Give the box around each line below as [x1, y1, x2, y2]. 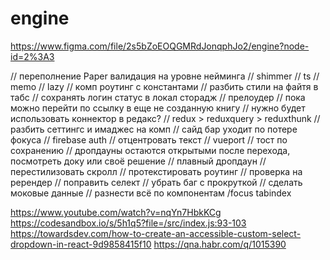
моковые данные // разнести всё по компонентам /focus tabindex [10, 187, 292, 199]
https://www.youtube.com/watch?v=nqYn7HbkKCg [10, 206, 222, 218]
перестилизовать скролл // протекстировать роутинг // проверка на [10, 165, 303, 177]
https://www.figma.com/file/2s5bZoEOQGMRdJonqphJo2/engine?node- [10, 40, 310, 52]
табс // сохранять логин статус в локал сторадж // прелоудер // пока [10, 91, 306, 103]
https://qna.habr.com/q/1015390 [153, 238, 287, 250]
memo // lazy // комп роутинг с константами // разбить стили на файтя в [10, 80, 319, 92]
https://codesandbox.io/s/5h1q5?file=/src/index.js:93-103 [10, 217, 247, 229]
